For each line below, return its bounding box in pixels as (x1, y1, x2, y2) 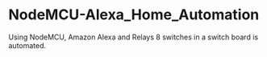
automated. (8, 40, 47, 50)
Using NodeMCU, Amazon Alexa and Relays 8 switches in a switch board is (8, 32, 259, 42)
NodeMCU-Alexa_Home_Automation (8, 6, 260, 24)
